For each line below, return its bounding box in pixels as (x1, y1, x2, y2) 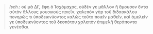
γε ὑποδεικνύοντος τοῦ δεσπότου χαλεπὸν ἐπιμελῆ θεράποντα (9, 19, 137, 25)
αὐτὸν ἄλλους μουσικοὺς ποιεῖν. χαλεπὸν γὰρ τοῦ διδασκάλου (9, 9, 137, 15)
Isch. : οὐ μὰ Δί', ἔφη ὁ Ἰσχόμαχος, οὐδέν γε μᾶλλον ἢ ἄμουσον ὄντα (9, 4, 148, 9)
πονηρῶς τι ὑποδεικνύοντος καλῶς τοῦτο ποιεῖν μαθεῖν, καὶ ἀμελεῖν (9, 14, 148, 19)
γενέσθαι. (9, 24, 30, 30)
